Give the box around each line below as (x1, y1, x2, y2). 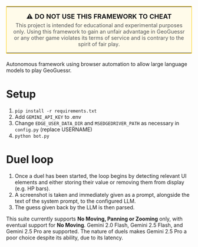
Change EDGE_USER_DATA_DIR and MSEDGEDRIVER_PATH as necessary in (14, 119, 180, 126)
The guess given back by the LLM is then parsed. (14, 203, 135, 211)
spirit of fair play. (78, 41, 120, 47)
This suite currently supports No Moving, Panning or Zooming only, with (6, 215, 183, 222)
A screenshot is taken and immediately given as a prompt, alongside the (14, 191, 190, 198)
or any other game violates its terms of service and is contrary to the (14, 34, 184, 41)
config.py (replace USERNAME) (14, 126, 93, 133)
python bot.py (14, 133, 49, 139)
